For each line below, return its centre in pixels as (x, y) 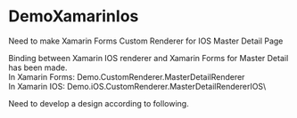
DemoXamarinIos (74, 16)
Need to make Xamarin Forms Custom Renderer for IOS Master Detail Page (146, 41)
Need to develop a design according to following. (99, 103)
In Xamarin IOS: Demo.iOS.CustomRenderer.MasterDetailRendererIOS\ (137, 86)
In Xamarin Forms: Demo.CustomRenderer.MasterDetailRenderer (127, 76)
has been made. (38, 67)
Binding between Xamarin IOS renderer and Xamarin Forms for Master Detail (148, 58)
